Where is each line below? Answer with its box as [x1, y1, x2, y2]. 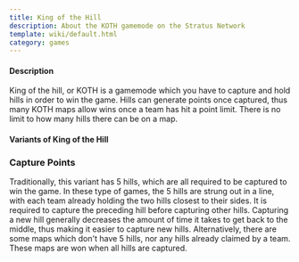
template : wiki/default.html [9, 29, 118, 38]
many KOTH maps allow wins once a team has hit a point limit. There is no [9, 104, 281, 115]
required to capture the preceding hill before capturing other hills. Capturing [9, 205, 289, 216]
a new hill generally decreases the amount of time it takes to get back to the [9, 215, 288, 225]
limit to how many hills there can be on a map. [9, 113, 179, 125]
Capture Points [9, 156, 76, 168]
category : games [9, 37, 70, 47]
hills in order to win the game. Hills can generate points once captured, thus [9, 94, 288, 105]
